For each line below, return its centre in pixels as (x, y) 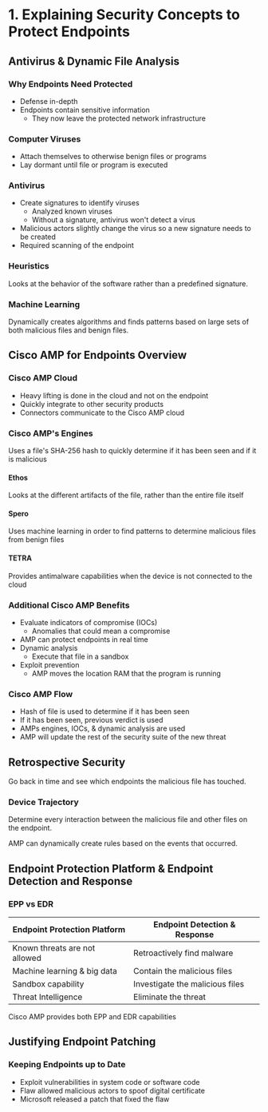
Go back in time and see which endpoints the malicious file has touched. (127, 782)
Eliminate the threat (169, 997)
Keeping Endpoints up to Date (67, 1065)
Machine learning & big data (65, 971)
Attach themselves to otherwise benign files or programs (113, 157)
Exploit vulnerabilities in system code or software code (110, 1082)
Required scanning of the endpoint (77, 245)
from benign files (36, 540)
